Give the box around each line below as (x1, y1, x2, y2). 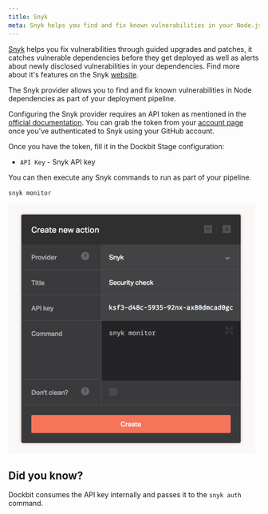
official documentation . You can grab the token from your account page (8, 117, 244, 127)
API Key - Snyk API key (19, 156, 96, 167)
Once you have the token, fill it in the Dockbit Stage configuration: (8, 141, 225, 151)
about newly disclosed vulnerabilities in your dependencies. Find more (8, 61, 241, 71)
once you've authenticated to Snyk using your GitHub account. (8, 126, 215, 136)
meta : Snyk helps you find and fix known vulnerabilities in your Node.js (8, 21, 262, 30)
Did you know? (8, 469, 84, 482)
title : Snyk (8, 13, 48, 21)
